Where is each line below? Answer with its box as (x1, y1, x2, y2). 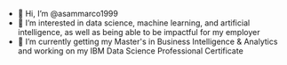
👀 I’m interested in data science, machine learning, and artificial (17, 18, 251, 28)
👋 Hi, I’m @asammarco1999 (17, 9, 118, 18)
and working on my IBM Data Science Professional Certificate (17, 46, 244, 56)
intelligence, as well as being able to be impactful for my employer (17, 27, 260, 37)
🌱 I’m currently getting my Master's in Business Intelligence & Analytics (17, 36, 278, 47)
